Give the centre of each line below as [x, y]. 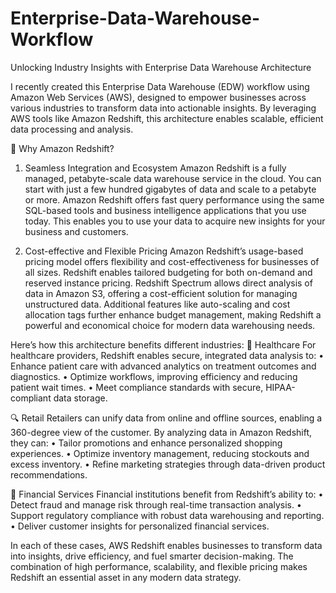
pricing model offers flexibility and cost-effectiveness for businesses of [172, 261]
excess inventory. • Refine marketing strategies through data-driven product [168, 464]
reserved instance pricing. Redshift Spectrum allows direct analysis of [168, 283]
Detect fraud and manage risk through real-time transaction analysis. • [156, 504]
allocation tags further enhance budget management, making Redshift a [173, 314]
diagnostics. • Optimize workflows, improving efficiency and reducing [154, 376]
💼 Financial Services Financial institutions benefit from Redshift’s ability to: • [167, 494]
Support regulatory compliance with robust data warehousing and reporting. [167, 515]
